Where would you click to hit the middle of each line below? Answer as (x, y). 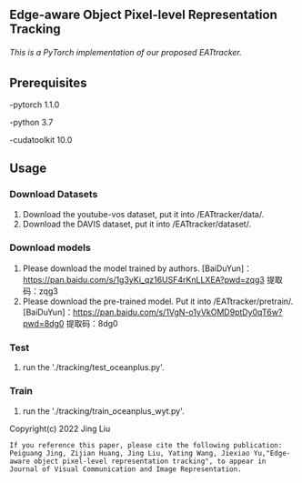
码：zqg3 (40, 291)
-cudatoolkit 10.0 (41, 140)
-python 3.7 (31, 123)
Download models (50, 247)
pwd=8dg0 (43, 323)
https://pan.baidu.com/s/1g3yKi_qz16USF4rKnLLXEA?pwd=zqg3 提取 (153, 280)
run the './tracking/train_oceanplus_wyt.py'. (103, 411)
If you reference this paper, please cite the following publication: (146, 445)
